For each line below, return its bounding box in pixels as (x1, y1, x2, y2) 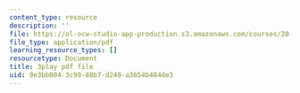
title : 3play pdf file (9, 63, 94, 72)
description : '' (9, 21, 70, 30)
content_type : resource (9, 12, 98, 22)
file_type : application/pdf (9, 37, 114, 47)
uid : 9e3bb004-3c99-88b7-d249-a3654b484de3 (9, 71, 174, 80)
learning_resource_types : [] (9, 46, 118, 55)
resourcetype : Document (9, 54, 98, 63)
